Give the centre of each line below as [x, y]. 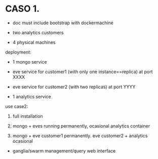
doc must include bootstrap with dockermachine [63, 23]
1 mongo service [30, 62]
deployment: [18, 52]
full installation [28, 116]
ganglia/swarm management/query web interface [64, 151]
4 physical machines [34, 42]
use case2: [17, 106]
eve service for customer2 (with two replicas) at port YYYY [74, 87]
